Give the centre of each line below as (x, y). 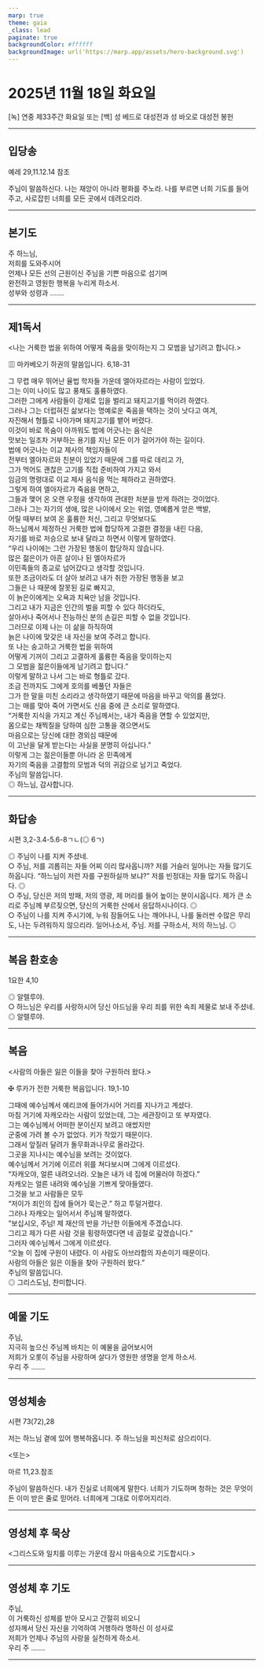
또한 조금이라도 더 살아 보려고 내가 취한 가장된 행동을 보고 (96, 578)
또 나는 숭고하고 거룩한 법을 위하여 (60, 647)
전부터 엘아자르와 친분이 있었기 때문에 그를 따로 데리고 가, (96, 460)
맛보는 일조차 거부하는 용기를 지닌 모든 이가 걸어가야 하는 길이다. (107, 440)
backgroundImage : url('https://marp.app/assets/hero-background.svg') (126, 52)
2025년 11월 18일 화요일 (82, 93)
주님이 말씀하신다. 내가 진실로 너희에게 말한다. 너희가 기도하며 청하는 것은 (120, 1489)
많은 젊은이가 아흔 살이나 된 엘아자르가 (67, 558)
